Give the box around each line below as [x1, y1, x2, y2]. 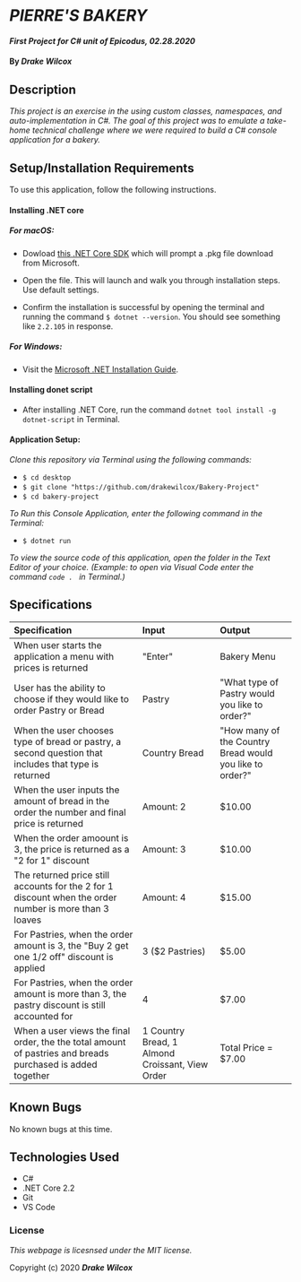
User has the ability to [13, 681, 106, 694]
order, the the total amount [13, 1035, 126, 1048]
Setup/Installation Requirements [9, 160, 194, 176]
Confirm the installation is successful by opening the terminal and [21, 301, 265, 312]
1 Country [142, 1024, 185, 1036]
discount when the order [13, 891, 117, 904]
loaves [13, 914, 42, 926]
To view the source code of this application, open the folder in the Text [9, 552, 271, 563]
